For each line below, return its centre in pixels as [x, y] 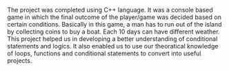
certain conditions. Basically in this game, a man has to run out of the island [114, 24]
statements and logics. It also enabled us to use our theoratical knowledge [113, 46]
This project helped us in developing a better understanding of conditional [112, 39]
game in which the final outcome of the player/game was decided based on [114, 17]
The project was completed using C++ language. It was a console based [110, 10]
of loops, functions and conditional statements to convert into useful [104, 53]
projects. [20, 60]
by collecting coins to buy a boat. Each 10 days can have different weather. [113, 31]
